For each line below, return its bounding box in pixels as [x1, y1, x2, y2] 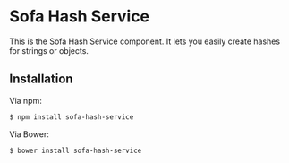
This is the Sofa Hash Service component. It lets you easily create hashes [9, 36, 280, 47]
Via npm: [9, 95, 42, 106]
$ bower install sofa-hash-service [9, 146, 142, 155]
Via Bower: [9, 128, 49, 140]
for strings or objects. [9, 45, 89, 56]
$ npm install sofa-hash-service [9, 112, 134, 122]
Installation [9, 72, 73, 87]
